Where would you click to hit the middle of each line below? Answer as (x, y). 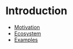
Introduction (36, 11)
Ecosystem (28, 33)
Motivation (27, 27)
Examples (26, 40)
